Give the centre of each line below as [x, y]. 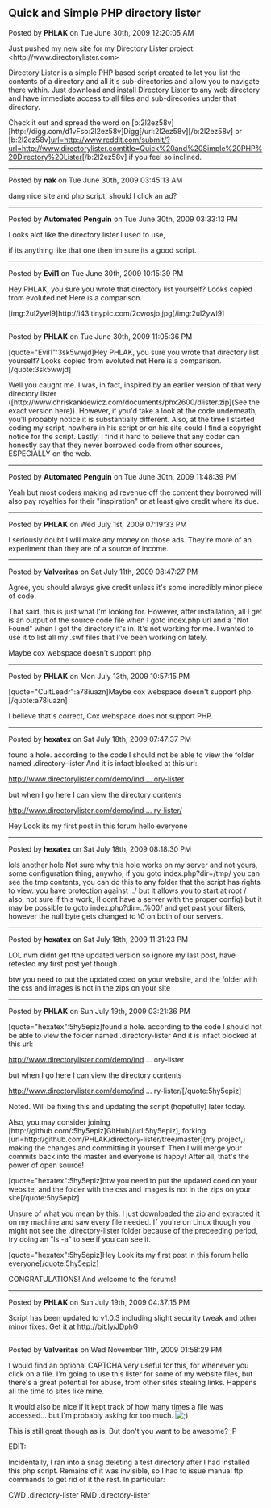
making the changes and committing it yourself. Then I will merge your [125, 1148]
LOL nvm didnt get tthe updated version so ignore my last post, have [122, 955]
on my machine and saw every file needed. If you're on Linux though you [129, 1221]
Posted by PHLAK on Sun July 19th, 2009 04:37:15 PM [99, 1302]
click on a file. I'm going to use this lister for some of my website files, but [131, 1374]
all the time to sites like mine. [56, 1391]
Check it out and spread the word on [69, 122]
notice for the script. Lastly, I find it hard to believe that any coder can [124, 436]
